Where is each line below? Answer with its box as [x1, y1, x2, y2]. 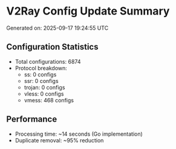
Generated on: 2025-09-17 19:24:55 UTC [6, 24, 109, 31]
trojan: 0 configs [24, 84, 65, 91]
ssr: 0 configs [24, 77, 59, 84]
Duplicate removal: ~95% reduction [15, 136, 104, 144]
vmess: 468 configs [24, 96, 74, 104]
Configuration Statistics [6, 42, 99, 52]
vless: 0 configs [24, 90, 64, 98]
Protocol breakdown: [15, 64, 68, 71]
